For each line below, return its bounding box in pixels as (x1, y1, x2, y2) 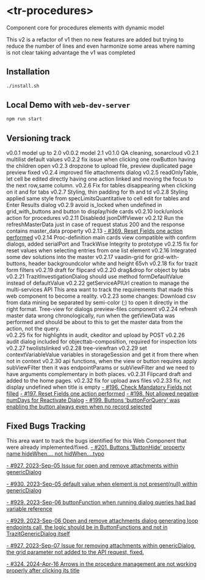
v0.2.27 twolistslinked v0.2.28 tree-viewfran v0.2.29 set (6, 344, 148, 352)
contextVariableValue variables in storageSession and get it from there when (6, 351, 199, 358)
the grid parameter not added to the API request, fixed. (6, 548, 145, 556)
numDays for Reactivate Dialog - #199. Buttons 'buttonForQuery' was (6, 396, 180, 404)
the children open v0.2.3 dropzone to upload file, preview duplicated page (6, 162, 193, 170)
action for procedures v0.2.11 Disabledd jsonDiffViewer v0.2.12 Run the (6, 214, 184, 222)
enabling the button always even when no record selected (6, 403, 153, 410)
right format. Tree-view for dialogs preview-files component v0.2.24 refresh (6, 306, 198, 313)
